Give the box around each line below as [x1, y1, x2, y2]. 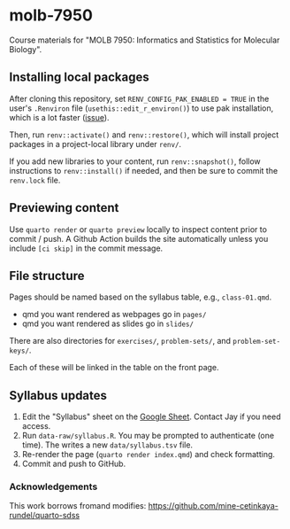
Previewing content [9, 200, 119, 215]
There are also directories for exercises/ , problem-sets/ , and [9, 336, 232, 346]
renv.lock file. [9, 175, 61, 185]
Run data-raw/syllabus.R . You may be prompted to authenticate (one [21, 431, 275, 441]
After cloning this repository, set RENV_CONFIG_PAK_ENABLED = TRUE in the [9, 93, 270, 104]
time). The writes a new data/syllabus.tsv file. [21, 440, 193, 450]
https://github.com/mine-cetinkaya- [148, 501, 279, 511]
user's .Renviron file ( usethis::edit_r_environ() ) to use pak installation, [9, 103, 274, 113]
